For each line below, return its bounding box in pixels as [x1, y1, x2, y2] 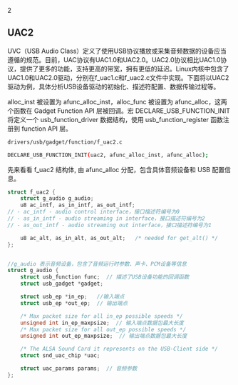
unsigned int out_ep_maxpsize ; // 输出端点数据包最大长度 [20, 332, 187, 340]
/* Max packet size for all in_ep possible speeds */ [20, 312, 183, 320]
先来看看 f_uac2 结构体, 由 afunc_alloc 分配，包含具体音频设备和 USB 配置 [7, 165, 225, 174]
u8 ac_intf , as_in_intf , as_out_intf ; [20, 201, 135, 209]
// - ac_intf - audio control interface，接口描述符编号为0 [7, 209, 180, 216]
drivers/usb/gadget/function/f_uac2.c [7, 139, 123, 146]
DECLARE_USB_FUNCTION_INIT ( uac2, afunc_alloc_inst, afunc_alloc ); [7, 151, 209, 159]
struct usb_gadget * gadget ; [20, 280, 103, 288]
